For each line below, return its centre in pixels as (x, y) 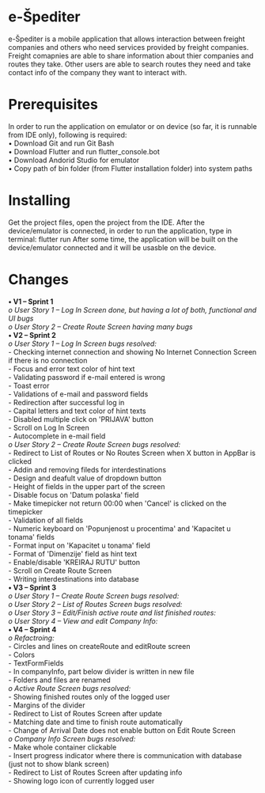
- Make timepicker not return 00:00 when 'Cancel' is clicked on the (117, 503)
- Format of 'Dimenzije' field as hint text (73, 553)
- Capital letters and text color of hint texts (77, 411)
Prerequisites (53, 105)
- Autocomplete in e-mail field (57, 436)
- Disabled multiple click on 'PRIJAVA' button (81, 419)
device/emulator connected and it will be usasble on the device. (112, 247)
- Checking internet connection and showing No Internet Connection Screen (132, 351)
